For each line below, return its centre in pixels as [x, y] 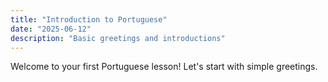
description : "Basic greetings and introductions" [118, 38]
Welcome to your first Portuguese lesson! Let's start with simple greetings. [164, 67]
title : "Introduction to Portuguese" [89, 19]
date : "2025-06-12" [51, 29]
